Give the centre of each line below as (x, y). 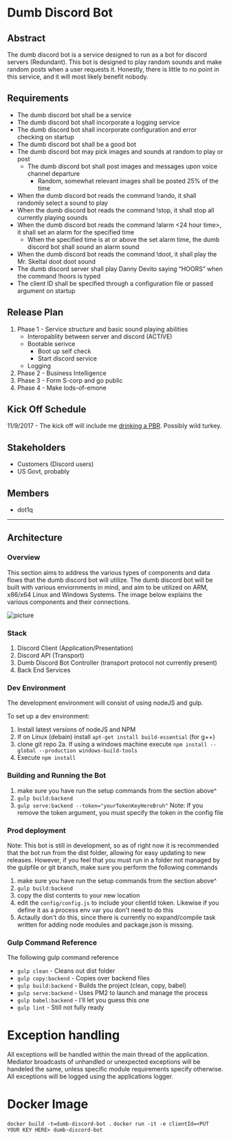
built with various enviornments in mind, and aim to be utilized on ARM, (108, 587)
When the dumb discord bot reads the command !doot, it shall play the (117, 254)
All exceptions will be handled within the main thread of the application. (108, 1055)
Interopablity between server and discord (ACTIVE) (100, 336)
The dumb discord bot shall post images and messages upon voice (122, 166)
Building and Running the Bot (57, 776)
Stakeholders (36, 447)
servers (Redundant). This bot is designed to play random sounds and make (114, 62)
